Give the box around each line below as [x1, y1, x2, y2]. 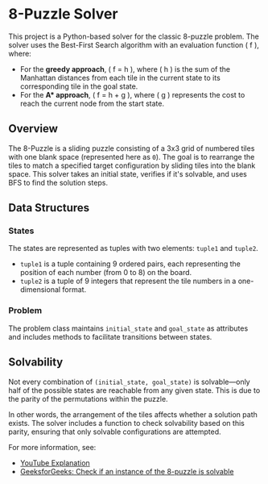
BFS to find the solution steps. [8, 177, 109, 187]
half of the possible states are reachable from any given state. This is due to [8, 385, 261, 395]
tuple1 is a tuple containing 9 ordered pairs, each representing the [19, 259, 241, 269]
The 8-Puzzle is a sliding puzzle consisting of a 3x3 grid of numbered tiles [8, 143, 255, 153]
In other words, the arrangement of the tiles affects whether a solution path [8, 409, 258, 419]
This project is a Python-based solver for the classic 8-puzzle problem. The [8, 31, 259, 41]
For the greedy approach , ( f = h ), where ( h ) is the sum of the [19, 64, 231, 73]
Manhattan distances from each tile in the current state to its [19, 73, 221, 82]
